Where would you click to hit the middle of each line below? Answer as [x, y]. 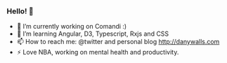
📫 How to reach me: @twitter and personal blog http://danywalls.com [118, 42]
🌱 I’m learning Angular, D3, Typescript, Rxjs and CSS [93, 34]
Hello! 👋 [20, 11]
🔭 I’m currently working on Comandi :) [72, 27]
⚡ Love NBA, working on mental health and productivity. [98, 52]
